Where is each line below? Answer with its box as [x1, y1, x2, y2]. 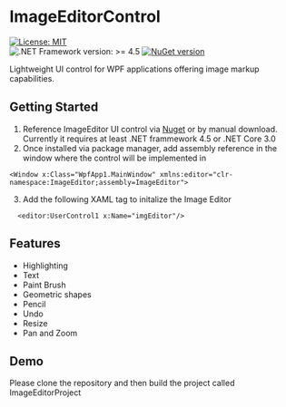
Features [9, 236, 61, 251]
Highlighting [22, 260, 68, 271]
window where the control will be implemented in [22, 152, 207, 163]
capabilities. [9, 73, 54, 83]
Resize [22, 317, 48, 328]
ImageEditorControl [9, 6, 161, 27]
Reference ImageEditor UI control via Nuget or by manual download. [22, 123, 279, 134]
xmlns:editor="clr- [159, 170, 233, 179]
